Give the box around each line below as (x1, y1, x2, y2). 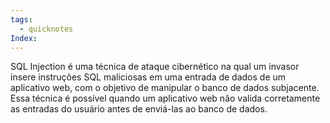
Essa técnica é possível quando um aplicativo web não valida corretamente (10, 92, 321, 105)
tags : (10, 14, 33, 25)
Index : (10, 33, 38, 43)
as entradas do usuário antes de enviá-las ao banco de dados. (10, 103, 268, 115)
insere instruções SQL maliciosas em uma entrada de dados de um (10, 71, 287, 83)
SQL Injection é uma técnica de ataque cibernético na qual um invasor (10, 61, 300, 73)
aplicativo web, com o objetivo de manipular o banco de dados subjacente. (10, 82, 320, 94)
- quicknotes (19, 24, 74, 34)
